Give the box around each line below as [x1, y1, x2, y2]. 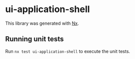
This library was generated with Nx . [5, 20, 79, 26]
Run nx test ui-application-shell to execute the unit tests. [5, 48, 130, 54]
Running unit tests [5, 35, 64, 43]
